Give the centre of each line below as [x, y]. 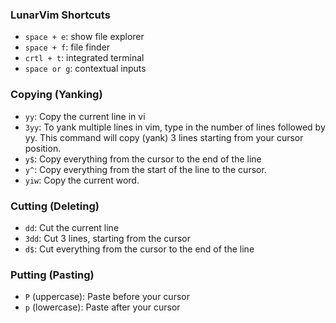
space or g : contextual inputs [85, 69]
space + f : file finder [67, 47]
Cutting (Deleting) [55, 206]
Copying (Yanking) [56, 95]
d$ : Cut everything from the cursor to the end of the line [139, 249]
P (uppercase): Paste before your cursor [107, 297]
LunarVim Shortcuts [60, 15]
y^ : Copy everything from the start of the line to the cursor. [145, 169]
